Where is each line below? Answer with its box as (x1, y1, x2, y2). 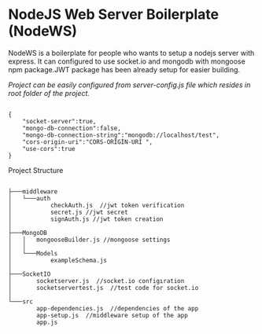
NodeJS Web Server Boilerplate (8, 6, 219, 24)
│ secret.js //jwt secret (8, 208, 128, 216)
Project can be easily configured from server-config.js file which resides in (8, 80, 251, 90)
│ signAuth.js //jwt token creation (8, 215, 164, 223)
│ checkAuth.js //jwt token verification (8, 201, 185, 209)
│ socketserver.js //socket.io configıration (8, 277, 185, 284)
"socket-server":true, (22, 117, 97, 125)
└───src (8, 297, 34, 306)
